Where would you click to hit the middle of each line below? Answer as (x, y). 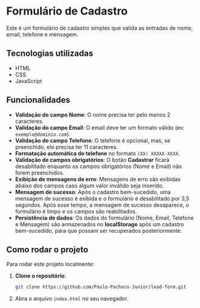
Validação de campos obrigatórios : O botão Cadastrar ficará (92, 159)
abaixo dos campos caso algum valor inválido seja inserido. (89, 186)
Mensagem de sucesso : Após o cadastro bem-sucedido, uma (93, 192)
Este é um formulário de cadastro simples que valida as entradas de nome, (100, 28)
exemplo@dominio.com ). (43, 134)
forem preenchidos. (40, 172)
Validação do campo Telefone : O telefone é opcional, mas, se (93, 140)
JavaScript (28, 81)
